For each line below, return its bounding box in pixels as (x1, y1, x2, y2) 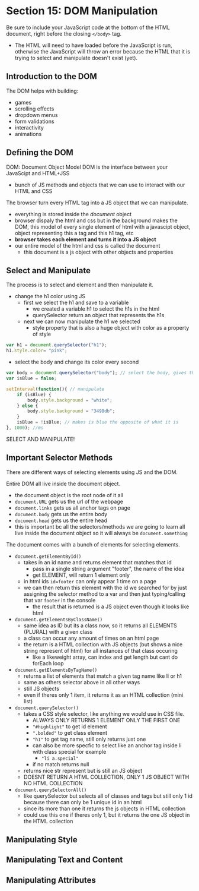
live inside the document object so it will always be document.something (14, 529, 188, 536)
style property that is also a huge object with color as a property (32, 324, 190, 331)
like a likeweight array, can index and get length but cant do (32, 653, 178, 661)
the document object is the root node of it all (14, 491, 123, 498)
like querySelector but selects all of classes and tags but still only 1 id (23, 792, 192, 800)
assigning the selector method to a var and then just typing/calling (23, 590, 185, 598)
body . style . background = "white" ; (27, 397, 113, 403)
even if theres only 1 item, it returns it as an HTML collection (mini (23, 691, 184, 699)
